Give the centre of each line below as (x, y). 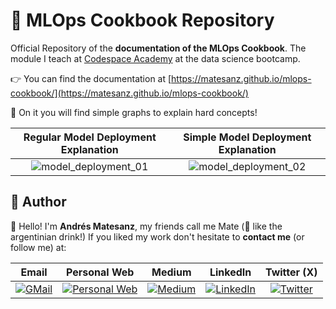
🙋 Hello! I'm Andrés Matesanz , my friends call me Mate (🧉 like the (146, 226)
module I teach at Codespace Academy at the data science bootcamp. (155, 58)
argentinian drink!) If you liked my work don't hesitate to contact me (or (157, 236)
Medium (171, 272)
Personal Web (100, 272)
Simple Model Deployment (247, 137)
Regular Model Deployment (90, 137)
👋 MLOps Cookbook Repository (142, 20)
